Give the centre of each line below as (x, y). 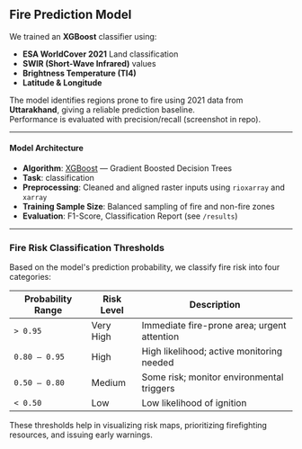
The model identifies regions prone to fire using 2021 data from (126, 100)
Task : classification (58, 178)
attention (160, 337)
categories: (30, 277)
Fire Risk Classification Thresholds (87, 247)
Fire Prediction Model (71, 15)
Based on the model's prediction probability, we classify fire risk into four (145, 267)
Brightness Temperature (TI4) (79, 73)
